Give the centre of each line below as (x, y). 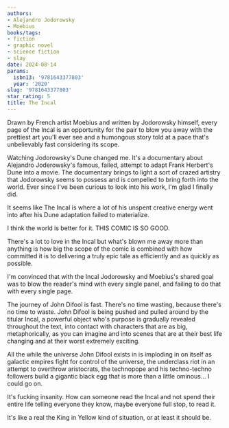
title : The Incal (32, 103)
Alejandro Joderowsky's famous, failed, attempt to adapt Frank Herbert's (110, 165)
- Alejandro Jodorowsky (41, 20)
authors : (20, 13)
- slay (16, 58)
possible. (20, 263)
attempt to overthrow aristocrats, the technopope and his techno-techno (110, 369)
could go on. (25, 383)
